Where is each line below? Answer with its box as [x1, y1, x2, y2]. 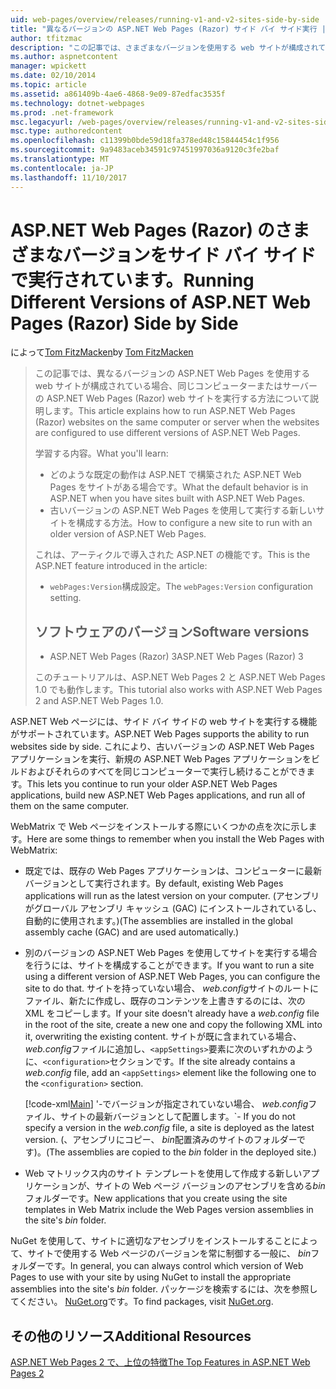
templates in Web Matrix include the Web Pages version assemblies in [24, 1204, 314, 1216]
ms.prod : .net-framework [10, 107, 114, 118]
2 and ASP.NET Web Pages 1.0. [34, 695, 164, 707]
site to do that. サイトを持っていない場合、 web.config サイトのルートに [24, 982, 320, 995]
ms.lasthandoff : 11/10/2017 [10, 172, 128, 183]
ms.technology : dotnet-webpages [10, 98, 145, 108]
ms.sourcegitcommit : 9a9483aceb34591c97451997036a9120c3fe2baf [10, 145, 280, 155]
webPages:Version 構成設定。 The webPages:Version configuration [49, 581, 313, 593]
